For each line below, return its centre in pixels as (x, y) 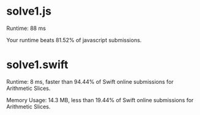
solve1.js (29, 11)
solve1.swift (37, 65)
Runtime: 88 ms (26, 28)
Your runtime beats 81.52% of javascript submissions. (74, 40)
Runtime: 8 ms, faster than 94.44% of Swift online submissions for (90, 81)
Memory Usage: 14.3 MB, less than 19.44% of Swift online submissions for (100, 100)
